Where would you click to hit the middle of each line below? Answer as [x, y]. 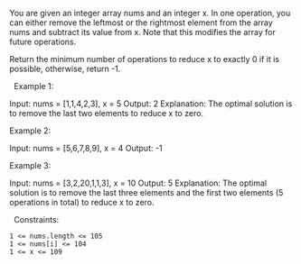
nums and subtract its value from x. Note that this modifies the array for [142, 32]
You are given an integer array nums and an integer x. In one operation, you [150, 13]
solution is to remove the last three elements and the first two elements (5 [146, 192]
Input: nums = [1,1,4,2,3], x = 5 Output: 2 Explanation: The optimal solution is [151, 104]
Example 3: [30, 165]
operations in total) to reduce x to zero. [82, 202]
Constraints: [36, 219]
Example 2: [30, 131]
